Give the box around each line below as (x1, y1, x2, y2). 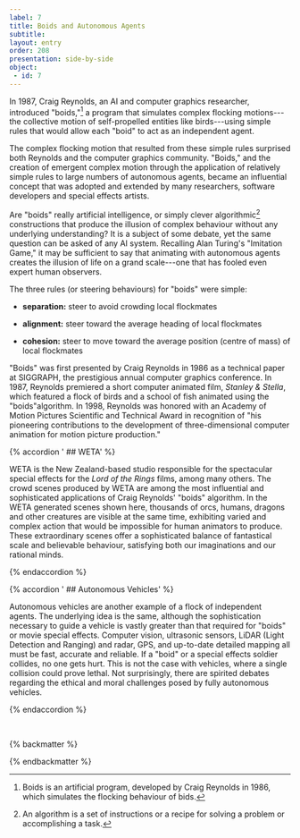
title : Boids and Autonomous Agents (9, 21, 146, 30)
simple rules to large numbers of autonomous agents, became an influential (9, 172, 287, 182)
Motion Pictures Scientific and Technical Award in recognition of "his (9, 411, 262, 421)
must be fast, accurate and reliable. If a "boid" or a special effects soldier (9, 649, 279, 660)
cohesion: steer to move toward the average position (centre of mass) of (21, 336, 291, 347)
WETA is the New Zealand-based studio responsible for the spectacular (9, 464, 273, 475)
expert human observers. (9, 267, 103, 277)
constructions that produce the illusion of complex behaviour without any (9, 219, 279, 230)
